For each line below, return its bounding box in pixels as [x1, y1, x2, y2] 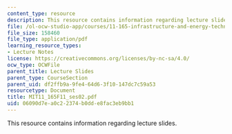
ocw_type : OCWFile [7, 61, 60, 68]
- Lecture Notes [7, 49, 54, 56]
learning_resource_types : [7, 42, 81, 49]
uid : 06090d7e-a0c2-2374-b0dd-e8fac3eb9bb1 [7, 100, 135, 107]
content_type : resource [7, 10, 76, 17]
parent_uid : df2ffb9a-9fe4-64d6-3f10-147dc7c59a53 [7, 81, 156, 88]
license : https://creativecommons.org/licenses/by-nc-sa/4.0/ [7, 55, 190, 62]
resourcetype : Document [7, 87, 76, 94]
